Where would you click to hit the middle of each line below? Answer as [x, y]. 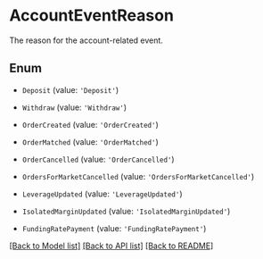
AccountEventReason [91, 16]
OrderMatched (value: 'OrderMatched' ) [90, 142]
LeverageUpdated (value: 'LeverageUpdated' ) [102, 194]
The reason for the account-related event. [86, 40]
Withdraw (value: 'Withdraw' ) [74, 107]
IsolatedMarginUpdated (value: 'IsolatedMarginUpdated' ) [126, 211]
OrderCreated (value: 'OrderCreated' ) [90, 124]
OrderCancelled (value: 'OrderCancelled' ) [99, 159]
